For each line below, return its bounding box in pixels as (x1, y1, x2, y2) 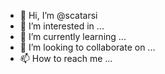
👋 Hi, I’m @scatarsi (19, 10, 98, 21)
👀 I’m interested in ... (19, 20, 105, 32)
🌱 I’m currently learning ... (19, 31, 127, 42)
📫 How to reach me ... (19, 53, 113, 64)
